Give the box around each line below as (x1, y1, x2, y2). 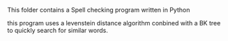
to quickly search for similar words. (7, 27, 108, 34)
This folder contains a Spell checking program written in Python (7, 6, 190, 14)
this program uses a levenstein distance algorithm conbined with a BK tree (7, 19, 221, 27)
